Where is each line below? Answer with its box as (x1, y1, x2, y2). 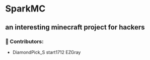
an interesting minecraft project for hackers (5, 23, 145, 31)
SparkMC (5, 3, 46, 14)
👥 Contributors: (5, 38, 44, 45)
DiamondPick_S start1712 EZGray (12, 49, 81, 55)
